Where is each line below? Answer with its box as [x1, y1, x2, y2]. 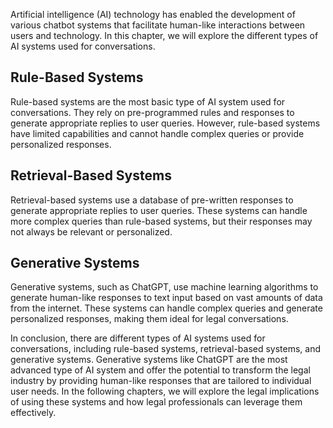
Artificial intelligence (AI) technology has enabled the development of [10, 9, 296, 20]
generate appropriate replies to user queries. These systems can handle [10, 204, 308, 216]
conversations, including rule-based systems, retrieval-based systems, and [10, 343, 322, 355]
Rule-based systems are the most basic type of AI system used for [10, 95, 286, 108]
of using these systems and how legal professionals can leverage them [10, 396, 303, 408]
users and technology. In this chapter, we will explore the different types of [10, 30, 319, 41]
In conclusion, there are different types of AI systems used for [10, 332, 266, 344]
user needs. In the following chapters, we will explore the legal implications [10, 385, 320, 398]
